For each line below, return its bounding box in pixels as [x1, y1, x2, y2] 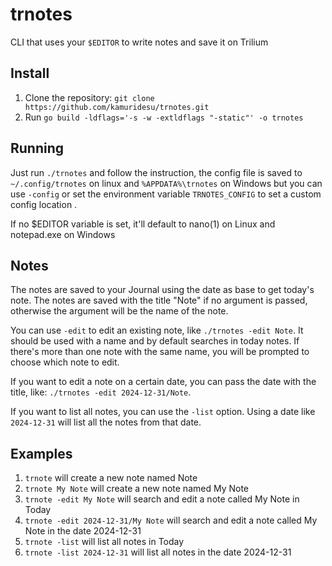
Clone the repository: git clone [24, 91, 155, 103]
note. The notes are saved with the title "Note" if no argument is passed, [10, 294, 308, 307]
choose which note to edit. [10, 356, 120, 368]
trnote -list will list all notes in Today [24, 536, 185, 548]
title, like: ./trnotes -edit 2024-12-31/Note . [10, 386, 192, 398]
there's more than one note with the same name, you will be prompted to [10, 346, 310, 358]
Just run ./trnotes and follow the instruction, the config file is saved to [10, 166, 303, 178]
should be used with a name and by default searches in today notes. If [10, 335, 300, 347]
